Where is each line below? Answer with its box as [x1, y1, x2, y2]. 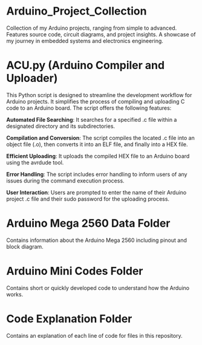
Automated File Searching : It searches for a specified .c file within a [6, 116, 177, 123]
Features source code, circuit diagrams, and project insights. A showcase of [6, 30, 196, 38]
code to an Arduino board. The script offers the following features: [6, 104, 172, 112]
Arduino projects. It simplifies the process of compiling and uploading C [6, 98, 185, 105]
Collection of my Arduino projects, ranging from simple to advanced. [6, 24, 177, 32]
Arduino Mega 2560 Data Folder [6, 216, 171, 230]
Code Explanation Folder [6, 312, 132, 326]
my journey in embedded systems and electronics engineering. [6, 37, 163, 44]
